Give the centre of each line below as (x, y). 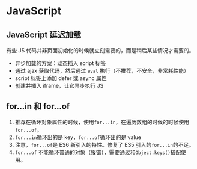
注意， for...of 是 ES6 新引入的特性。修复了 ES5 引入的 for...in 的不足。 (104, 144)
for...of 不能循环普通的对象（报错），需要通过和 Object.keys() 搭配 (98, 152)
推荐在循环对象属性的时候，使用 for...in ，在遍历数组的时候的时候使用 (102, 122)
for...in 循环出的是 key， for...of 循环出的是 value (78, 137)
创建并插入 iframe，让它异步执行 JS (59, 86)
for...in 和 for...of (38, 106)
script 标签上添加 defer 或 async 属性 (61, 78)
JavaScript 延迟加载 (44, 35)
